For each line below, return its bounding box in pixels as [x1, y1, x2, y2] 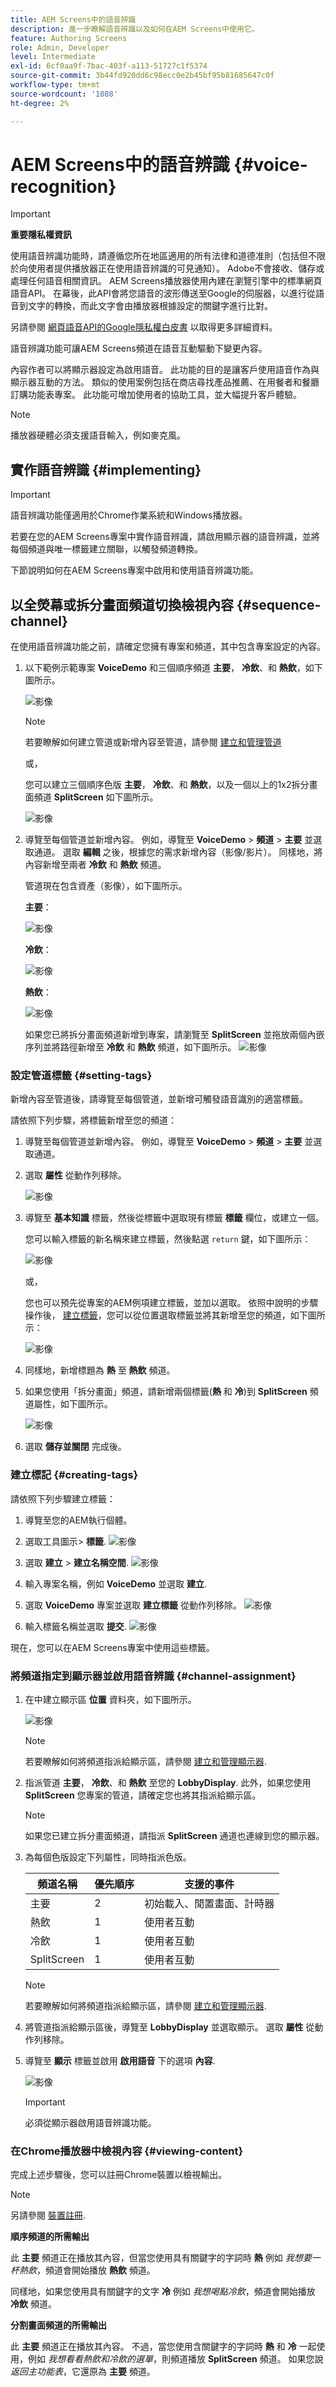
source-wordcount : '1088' [10, 89, 118, 99]
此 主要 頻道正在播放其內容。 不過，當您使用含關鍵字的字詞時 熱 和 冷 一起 [10, 2341, 317, 2353]
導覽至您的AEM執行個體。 [24, 1514, 133, 1526]
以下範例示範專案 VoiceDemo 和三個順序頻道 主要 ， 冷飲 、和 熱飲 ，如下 [24, 662, 323, 674]
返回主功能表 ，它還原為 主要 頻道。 [10, 2366, 156, 2378]
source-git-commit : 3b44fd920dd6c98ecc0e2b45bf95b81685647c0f [10, 71, 275, 81]
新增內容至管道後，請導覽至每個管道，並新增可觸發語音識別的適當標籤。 [10, 1093, 308, 1105]
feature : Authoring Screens [10, 33, 128, 43]
